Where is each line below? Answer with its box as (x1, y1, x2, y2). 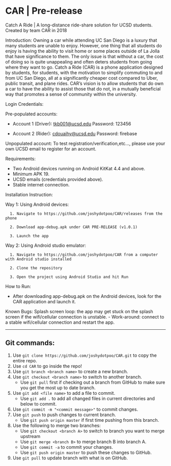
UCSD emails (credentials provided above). (12, 176, 103, 182)
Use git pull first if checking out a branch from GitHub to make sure (20, 379, 165, 385)
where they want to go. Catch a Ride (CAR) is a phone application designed (5, 64, 163, 70)
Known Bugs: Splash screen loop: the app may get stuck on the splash (5, 308, 154, 315)
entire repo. (12, 357, 37, 363)
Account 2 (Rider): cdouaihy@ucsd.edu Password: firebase (12, 130, 137, 137)
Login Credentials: (5, 101, 44, 107)
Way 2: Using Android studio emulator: (5, 242, 87, 248)
